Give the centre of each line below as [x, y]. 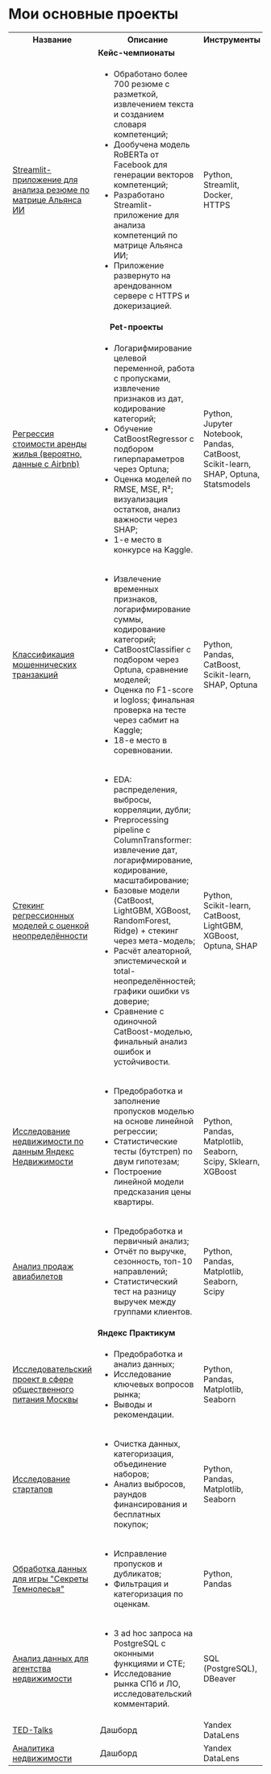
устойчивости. [142, 1061]
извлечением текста [154, 104]
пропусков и [138, 1564]
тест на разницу [145, 1291]
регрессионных [44, 915]
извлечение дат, [146, 850]
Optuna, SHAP [230, 946]
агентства [32, 1668]
